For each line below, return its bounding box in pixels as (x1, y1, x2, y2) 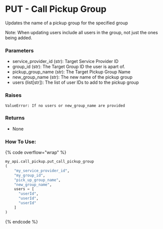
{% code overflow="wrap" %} (5, 150, 67, 156)
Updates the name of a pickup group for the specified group (5, 20, 128, 26)
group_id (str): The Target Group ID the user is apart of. (12, 63, 125, 70)
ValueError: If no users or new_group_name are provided (5, 103, 125, 108)
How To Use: (5, 138, 36, 145)
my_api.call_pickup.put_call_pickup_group (5, 159, 94, 164)
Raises (5, 92, 22, 99)
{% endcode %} (5, 219, 38, 225)
